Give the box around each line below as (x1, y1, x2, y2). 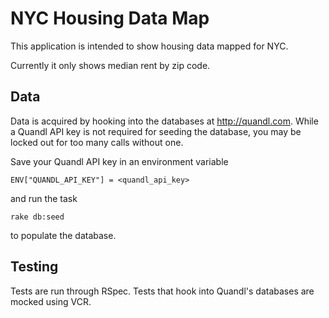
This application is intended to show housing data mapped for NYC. (10, 40, 289, 52)
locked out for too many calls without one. (10, 136, 184, 148)
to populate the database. (10, 229, 117, 241)
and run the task (10, 192, 78, 204)
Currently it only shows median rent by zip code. (10, 59, 211, 71)
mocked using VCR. (10, 295, 92, 307)
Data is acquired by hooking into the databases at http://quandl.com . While (10, 115, 319, 127)
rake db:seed (10, 212, 65, 222)
